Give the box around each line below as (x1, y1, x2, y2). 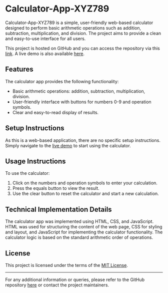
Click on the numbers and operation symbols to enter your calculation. (12, 180, 157, 186)
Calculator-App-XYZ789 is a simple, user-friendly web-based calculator (5, 20, 153, 26)
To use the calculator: (5, 170, 50, 176)
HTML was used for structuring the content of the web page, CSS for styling (5, 224, 162, 230)
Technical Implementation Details (5, 205, 112, 213)
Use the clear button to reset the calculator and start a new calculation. (12, 191, 159, 197)
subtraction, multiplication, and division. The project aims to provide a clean (5, 30, 161, 36)
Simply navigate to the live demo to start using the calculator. (5, 142, 131, 148)
